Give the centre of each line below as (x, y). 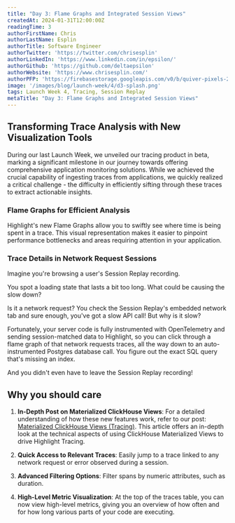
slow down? (24, 294)
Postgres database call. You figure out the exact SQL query (132, 352)
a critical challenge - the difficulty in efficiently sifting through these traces (115, 184)
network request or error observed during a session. (93, 463)
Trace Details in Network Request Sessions (82, 259)
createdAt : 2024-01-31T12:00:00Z (56, 20)
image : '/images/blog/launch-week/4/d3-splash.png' (84, 86)
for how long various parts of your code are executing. (96, 512)
